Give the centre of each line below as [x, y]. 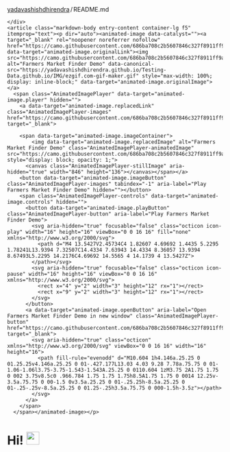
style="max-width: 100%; [177, 76]
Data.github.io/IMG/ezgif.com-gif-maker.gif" [73, 76]
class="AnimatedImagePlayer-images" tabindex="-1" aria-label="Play [107, 184]
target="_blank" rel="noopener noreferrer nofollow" [84, 40]
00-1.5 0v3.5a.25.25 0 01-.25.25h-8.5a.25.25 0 [116, 382]
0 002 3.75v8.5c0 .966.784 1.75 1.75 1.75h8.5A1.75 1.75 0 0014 [101, 376]
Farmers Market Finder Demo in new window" [70, 316]
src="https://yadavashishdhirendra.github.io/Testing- [87, 70]
